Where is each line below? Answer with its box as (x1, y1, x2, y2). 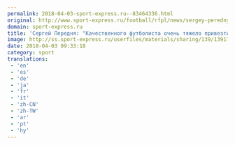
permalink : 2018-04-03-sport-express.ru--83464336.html (7, 10, 173, 17)
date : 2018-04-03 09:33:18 (7, 43, 86, 49)
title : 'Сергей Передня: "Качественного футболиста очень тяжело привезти (7, 29, 230, 37)
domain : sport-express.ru (7, 23, 83, 30)
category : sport (7, 49, 55, 56)
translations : (7, 56, 49, 63)
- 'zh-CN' (10, 101, 39, 108)
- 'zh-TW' (10, 107, 39, 114)
